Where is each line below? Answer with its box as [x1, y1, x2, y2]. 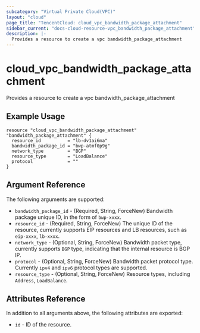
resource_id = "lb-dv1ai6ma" [11, 137, 108, 143]
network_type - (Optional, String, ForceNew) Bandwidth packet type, [14, 238, 183, 246]
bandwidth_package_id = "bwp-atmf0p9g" [11, 143, 111, 149]
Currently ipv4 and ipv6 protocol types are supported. [14, 264, 148, 271]
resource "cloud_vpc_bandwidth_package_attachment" [6, 127, 137, 133]
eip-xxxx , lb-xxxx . [14, 233, 60, 240]
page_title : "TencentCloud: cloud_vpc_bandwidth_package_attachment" [6, 20, 183, 26]
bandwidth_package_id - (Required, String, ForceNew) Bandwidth [14, 207, 173, 214]
